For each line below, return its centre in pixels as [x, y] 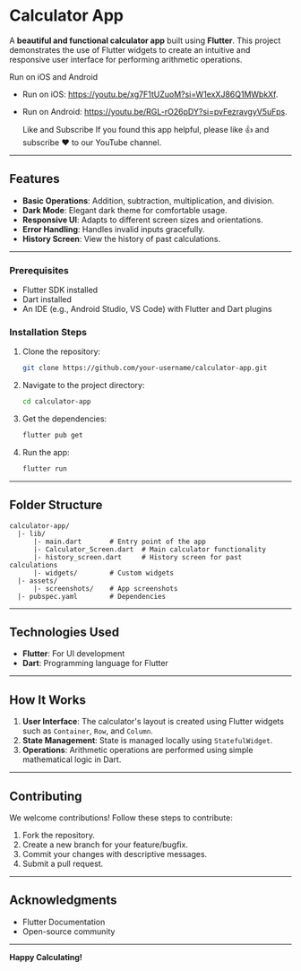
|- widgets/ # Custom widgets [103, 573]
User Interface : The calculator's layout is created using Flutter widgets [153, 722]
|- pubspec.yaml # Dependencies [92, 596]
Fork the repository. [59, 836]
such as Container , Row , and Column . [88, 731]
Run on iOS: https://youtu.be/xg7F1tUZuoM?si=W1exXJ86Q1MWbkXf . [150, 94]
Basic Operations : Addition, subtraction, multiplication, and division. [148, 200]
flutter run [44, 468]
